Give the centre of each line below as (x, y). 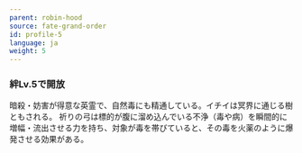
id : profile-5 (36, 34)
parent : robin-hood (46, 18)
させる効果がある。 (52, 139)
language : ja (34, 43)
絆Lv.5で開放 (37, 85)
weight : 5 (28, 51)
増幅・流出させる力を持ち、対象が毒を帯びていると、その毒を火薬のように (147, 128)
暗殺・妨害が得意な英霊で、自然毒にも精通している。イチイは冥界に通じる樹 (151, 105)
